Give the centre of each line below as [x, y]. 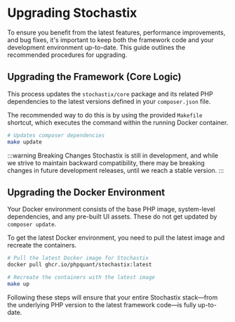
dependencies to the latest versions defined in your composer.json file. [109, 101]
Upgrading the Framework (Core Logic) [94, 77]
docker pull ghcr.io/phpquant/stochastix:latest [80, 265]
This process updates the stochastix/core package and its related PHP [110, 94]
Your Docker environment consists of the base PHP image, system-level [111, 210]
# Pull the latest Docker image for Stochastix [78, 258]
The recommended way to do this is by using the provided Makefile [105, 115]
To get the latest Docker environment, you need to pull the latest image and [116, 238]
